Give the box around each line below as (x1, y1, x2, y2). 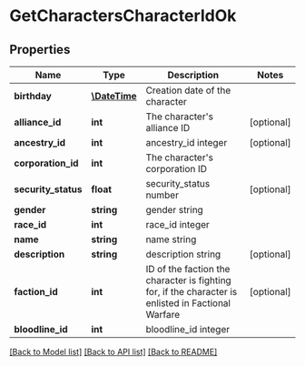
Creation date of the (145, 84, 231, 97)
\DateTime (90, 90, 138, 102)
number (145, 188, 180, 201)
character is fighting (145, 274, 231, 287)
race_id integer (145, 219, 211, 230)
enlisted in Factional (145, 297, 231, 310)
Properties (9, 42, 71, 57)
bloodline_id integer (145, 323, 231, 335)
